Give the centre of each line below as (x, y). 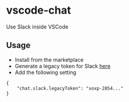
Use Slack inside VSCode (37, 27)
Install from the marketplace (49, 59)
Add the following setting (45, 72)
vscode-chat (39, 10)
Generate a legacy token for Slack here (63, 66)
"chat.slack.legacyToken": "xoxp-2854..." (70, 88)
